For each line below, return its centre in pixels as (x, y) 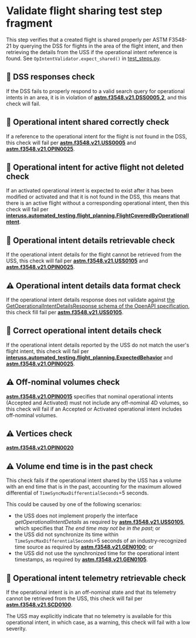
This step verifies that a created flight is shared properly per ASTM (87, 39)
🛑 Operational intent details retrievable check (90, 240)
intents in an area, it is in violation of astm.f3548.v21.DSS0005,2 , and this (96, 97)
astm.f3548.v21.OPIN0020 (40, 448)
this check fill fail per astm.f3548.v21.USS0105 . (65, 312)
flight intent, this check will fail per (48, 351)
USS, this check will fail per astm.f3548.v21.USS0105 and (77, 261)
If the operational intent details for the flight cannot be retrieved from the (94, 255)
